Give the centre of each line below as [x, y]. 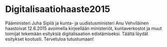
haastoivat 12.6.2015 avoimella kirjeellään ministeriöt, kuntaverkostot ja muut [83, 28]
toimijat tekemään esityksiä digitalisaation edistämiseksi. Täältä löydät [77, 33]
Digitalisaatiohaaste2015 [58, 9]
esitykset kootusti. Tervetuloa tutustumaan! [50, 39]
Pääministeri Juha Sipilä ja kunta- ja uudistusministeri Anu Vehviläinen [77, 23]
